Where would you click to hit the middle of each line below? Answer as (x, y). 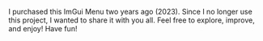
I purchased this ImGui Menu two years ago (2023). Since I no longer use (130, 12)
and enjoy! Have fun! (43, 29)
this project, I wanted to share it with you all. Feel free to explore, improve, (131, 20)
